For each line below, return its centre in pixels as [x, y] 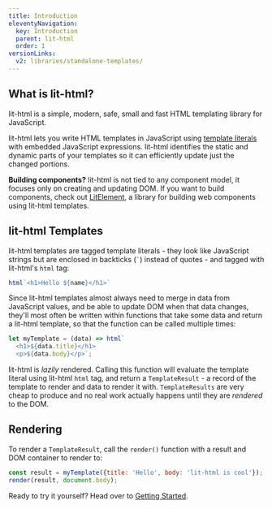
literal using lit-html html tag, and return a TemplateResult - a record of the [132, 378]
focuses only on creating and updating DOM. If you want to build [117, 188]
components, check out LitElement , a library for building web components [132, 196]
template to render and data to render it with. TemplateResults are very [127, 387]
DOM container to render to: [56, 457]
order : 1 [30, 46]
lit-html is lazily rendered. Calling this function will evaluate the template [129, 369]
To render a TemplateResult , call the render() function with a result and [127, 449]
